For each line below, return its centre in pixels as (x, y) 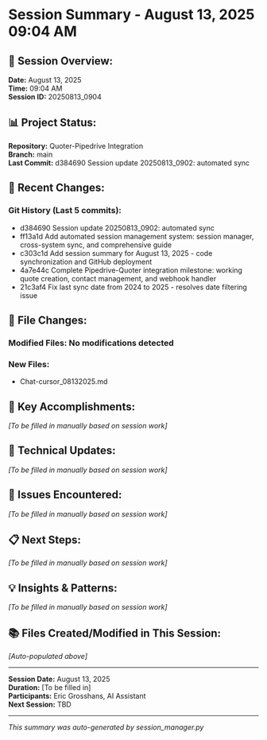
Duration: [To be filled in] (50, 687)
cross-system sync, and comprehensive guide (96, 245)
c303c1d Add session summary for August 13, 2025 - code (116, 253)
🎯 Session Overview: (61, 61)
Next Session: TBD (40, 704)
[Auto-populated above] (48, 656)
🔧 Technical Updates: (62, 451)
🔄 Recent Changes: (56, 188)
